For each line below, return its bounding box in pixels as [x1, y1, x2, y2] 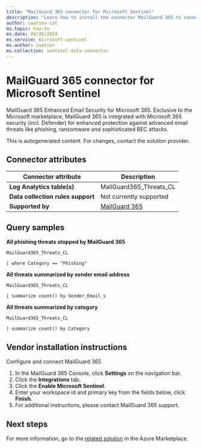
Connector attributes [6, 154, 87, 165]
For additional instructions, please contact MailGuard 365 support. [14, 402, 180, 409]
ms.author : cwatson [6, 43, 55, 49]
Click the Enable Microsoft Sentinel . [14, 383, 106, 390]
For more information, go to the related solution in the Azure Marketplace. [6, 435, 188, 442]
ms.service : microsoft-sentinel [6, 37, 87, 43]
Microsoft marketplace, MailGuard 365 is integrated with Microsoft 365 [6, 112, 182, 120]
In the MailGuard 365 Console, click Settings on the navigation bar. [14, 370, 182, 377]
